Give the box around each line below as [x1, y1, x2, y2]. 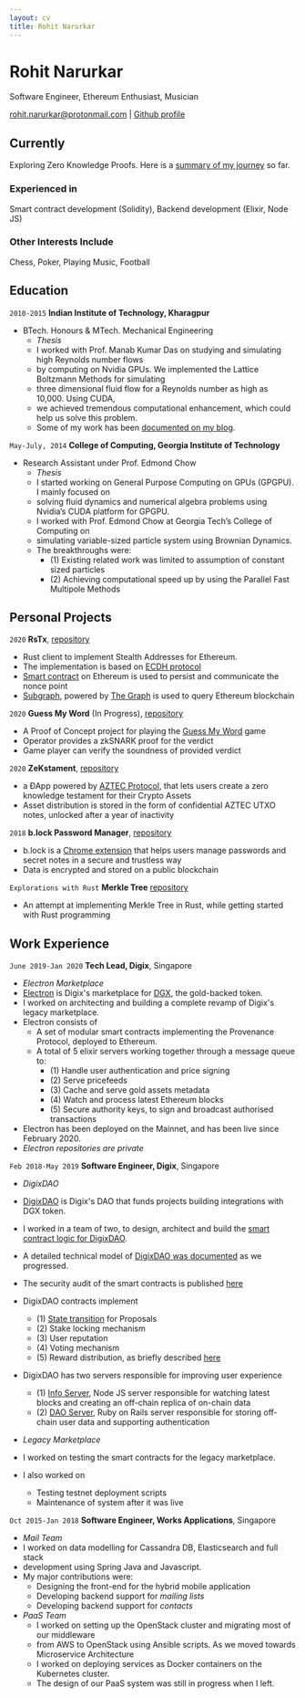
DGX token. [22, 1206, 66, 1217]
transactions [49, 1114, 97, 1125]
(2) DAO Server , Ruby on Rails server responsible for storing [36, 1407, 262, 1418]
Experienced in [9, 183, 77, 195]
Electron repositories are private [22, 1143, 144, 1154]
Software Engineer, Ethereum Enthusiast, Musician [9, 91, 198, 102]
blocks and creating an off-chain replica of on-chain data [36, 1398, 251, 1409]
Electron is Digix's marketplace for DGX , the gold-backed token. [22, 988, 264, 999]
